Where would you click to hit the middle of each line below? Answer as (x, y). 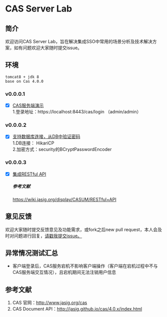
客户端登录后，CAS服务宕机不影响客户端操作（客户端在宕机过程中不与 (85, 266)
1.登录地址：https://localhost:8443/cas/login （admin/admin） (77, 112)
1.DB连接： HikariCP (33, 143)
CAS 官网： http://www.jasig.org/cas (50, 303)
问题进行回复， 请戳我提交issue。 (48, 236)
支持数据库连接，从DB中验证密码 (46, 136)
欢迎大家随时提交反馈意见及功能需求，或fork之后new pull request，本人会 (81, 229)
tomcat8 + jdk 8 (22, 77)
